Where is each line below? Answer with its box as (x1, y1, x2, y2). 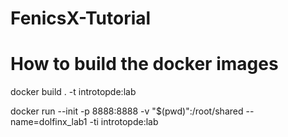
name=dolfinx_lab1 (10, 116, 88, 128)
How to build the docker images (10, 53, 279, 76)
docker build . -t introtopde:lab (10, 86, 137, 98)
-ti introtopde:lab (89, 116, 159, 128)
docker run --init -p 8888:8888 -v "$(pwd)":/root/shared (10, 105, 244, 117)
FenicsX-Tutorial (10, 7, 152, 30)
